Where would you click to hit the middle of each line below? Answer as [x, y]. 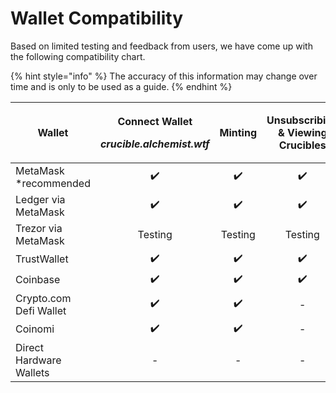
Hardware [38, 360]
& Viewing [302, 132]
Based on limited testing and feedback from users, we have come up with [161, 46]
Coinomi [35, 329]
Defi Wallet [41, 310]
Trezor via [39, 228]
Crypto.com [43, 298]
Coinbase [38, 280]
